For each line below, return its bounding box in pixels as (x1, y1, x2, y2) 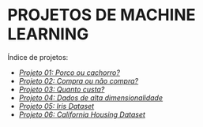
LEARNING (7, 24, 89, 44)
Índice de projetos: (7, 52, 69, 62)
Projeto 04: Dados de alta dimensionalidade (18, 92, 164, 103)
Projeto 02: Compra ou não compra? (18, 76, 139, 85)
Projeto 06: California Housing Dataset (18, 110, 145, 119)
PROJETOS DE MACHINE (7, 5, 196, 25)
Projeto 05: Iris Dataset (18, 101, 95, 110)
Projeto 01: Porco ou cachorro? (18, 68, 120, 77)
